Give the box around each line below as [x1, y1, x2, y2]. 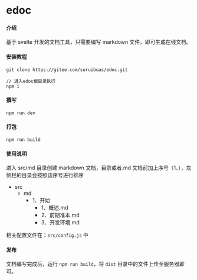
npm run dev [6, 110, 35, 116]
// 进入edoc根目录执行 [6, 78, 56, 84]
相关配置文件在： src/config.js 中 [6, 231, 89, 239]
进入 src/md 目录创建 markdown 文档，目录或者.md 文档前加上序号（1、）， [6, 164, 186, 172]
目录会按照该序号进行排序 [21, 172, 84, 179]
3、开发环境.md [41, 219, 80, 226]
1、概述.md [41, 204, 68, 211]
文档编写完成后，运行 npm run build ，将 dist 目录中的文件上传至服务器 [6, 260, 180, 268]
